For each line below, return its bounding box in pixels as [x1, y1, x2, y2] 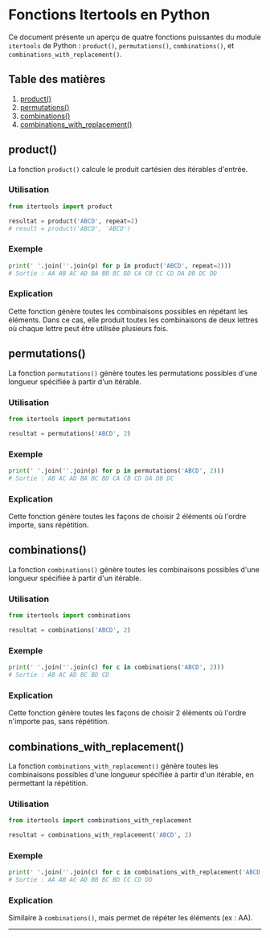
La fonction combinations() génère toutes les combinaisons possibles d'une [8, 564, 260, 574]
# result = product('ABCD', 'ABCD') [8, 224, 131, 232]
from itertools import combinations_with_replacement [8, 817, 193, 825]
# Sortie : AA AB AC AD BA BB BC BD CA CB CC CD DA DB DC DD [8, 269, 218, 277]
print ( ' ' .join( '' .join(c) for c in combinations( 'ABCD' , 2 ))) [8, 663, 225, 672]
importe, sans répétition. [8, 520, 90, 530]
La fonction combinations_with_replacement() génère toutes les [8, 761, 219, 771]
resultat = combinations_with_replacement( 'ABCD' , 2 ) [8, 831, 193, 839]
